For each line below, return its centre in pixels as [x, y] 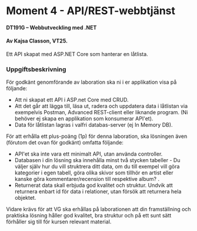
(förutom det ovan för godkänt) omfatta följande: [65, 143]
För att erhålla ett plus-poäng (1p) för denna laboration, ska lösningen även [97, 136]
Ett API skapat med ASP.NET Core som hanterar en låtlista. [77, 54]
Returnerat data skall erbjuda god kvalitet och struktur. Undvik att [94, 185]
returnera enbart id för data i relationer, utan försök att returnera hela [98, 192]
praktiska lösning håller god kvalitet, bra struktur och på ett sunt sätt [89, 216]
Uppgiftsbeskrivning [36, 69]
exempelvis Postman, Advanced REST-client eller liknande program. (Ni [101, 113]
